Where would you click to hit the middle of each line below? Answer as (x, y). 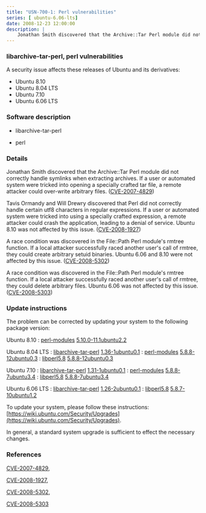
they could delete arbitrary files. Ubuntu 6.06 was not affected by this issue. (102, 286)
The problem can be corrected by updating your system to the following (97, 322)
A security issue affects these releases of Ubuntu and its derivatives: (93, 70)
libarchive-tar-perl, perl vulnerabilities (65, 57)
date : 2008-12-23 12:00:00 (41, 23)
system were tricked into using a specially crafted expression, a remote (96, 216)
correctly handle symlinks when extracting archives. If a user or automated (101, 178)
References (24, 455)
